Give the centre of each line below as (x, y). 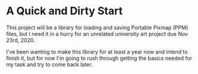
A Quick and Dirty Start (65, 11)
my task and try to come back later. (49, 64)
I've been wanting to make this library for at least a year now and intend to (97, 51)
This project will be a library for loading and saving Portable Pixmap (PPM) (97, 27)
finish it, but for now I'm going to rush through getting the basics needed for (99, 58)
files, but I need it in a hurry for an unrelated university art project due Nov (97, 33)
